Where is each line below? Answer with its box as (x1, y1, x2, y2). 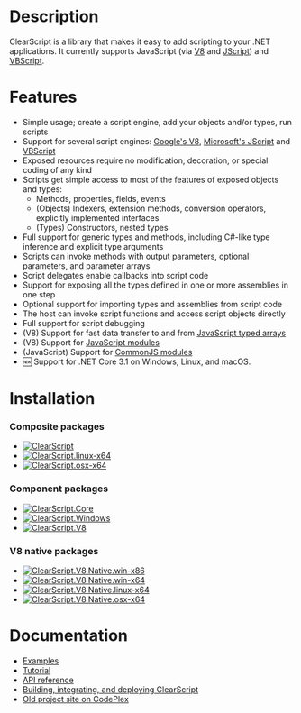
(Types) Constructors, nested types (35, 222, 169, 233)
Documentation (9, 626, 129, 646)
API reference (22, 674, 74, 685)
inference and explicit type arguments (22, 241, 164, 251)
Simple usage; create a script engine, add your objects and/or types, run (22, 116, 293, 127)
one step (22, 288, 56, 299)
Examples (22, 655, 59, 666)
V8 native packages (9, 544, 99, 557)
